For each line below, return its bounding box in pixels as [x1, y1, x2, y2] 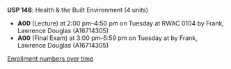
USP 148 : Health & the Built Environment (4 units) [7, 6, 148, 14]
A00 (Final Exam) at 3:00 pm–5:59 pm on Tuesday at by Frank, [17, 34, 198, 42]
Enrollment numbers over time [7, 55, 94, 63]
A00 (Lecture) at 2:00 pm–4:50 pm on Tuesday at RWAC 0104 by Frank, [17, 19, 225, 27]
